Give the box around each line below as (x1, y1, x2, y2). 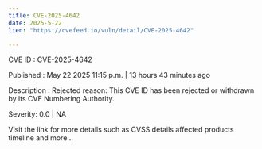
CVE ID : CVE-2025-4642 (8, 55, 93, 64)
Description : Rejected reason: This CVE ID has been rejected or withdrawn (8, 86, 255, 95)
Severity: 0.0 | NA (8, 109, 66, 119)
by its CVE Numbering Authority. (8, 94, 115, 104)
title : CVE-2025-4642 (8, 11, 80, 20)
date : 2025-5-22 (8, 19, 62, 27)
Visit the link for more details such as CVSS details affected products (8, 124, 234, 135)
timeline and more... (8, 133, 74, 143)
